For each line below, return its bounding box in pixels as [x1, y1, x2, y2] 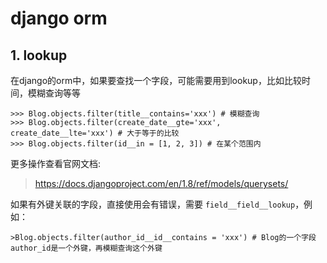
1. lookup [10, 47, 68, 64]
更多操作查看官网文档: [10, 158, 102, 169]
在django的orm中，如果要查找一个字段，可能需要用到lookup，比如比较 [10, 75, 302, 86]
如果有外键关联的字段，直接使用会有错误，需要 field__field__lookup [10, 198, 296, 210]
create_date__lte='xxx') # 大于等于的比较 [10, 128, 180, 138]
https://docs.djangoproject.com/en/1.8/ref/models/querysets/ [34, 178, 289, 189]
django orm [10, 7, 108, 30]
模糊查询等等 [27, 87, 81, 99]
